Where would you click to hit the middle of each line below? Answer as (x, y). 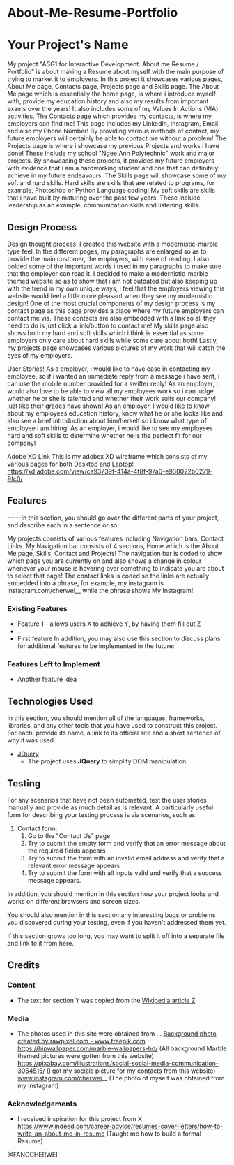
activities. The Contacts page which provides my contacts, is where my (110, 116)
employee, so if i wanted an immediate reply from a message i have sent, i (114, 376)
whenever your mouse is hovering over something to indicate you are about (116, 568)
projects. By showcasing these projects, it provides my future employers (111, 161)
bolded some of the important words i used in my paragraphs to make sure (115, 266)
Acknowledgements (42, 1104)
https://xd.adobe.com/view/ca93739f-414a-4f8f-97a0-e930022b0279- (110, 471)
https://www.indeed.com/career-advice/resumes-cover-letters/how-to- (120, 1127)
